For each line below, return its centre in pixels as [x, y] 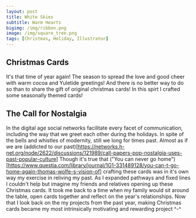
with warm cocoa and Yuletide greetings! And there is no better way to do [95, 83]
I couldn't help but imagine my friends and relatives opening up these [90, 184]
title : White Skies [30, 17]
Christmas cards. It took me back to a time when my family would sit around [97, 190]
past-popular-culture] [32, 159]
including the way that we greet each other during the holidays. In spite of [95, 134]
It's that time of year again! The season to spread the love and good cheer [96, 76]
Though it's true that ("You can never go [108, 159]
